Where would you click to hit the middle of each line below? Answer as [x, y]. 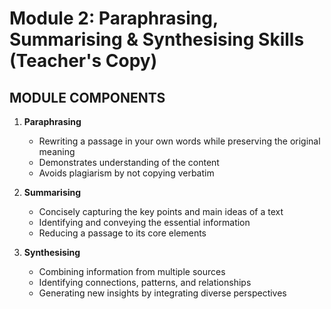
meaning [57, 151]
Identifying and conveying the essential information [144, 222]
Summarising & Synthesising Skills [157, 39]
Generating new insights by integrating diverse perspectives [162, 293]
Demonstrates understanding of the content [129, 162]
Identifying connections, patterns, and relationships [145, 282]
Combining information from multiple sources [132, 271]
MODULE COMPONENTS [87, 97]
